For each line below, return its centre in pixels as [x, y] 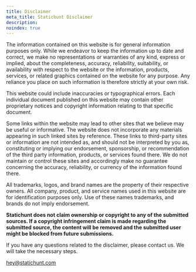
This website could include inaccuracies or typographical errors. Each [91, 93]
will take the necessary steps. [42, 251]
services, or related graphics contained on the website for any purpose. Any [98, 76]
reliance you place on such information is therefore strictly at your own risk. [97, 82]
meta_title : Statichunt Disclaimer [50, 17]
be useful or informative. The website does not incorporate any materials [94, 130]
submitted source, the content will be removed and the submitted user [94, 227]
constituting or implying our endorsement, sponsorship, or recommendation [98, 149]
